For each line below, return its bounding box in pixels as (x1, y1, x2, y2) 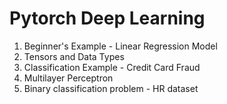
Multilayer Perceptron (23, 72, 114, 84)
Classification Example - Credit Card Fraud (23, 61, 201, 73)
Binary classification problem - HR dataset (23, 82, 199, 94)
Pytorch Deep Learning (9, 7, 206, 30)
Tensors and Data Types (23, 50, 125, 62)
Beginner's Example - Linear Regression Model (23, 40, 218, 52)
